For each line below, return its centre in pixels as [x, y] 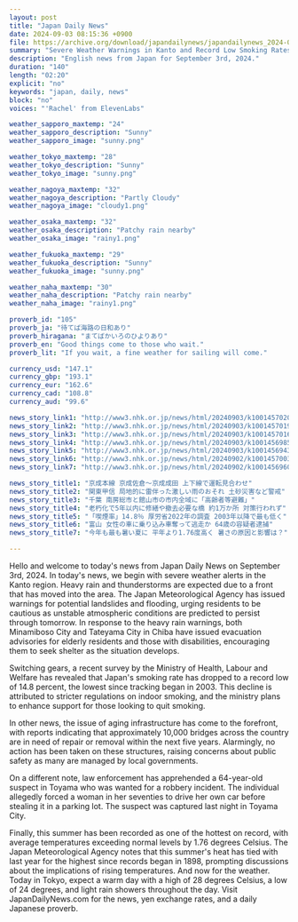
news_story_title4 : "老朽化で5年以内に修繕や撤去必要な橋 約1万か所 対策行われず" [148, 508]
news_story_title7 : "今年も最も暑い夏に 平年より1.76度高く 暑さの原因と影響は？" [149, 533]
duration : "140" [39, 68]
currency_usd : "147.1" [51, 369]
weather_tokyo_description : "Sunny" [77, 165]
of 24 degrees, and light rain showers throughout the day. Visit [123, 890]
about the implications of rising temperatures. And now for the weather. [140, 870]
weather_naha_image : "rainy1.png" [73, 304]
